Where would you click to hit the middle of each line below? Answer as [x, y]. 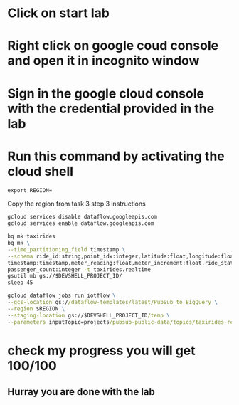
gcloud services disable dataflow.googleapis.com [83, 217]
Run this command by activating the [116, 156]
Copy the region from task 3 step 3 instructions [76, 204]
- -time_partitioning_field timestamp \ [67, 249]
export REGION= [30, 190]
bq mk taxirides [31, 236]
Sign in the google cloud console [106, 93]
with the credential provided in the [111, 109]
